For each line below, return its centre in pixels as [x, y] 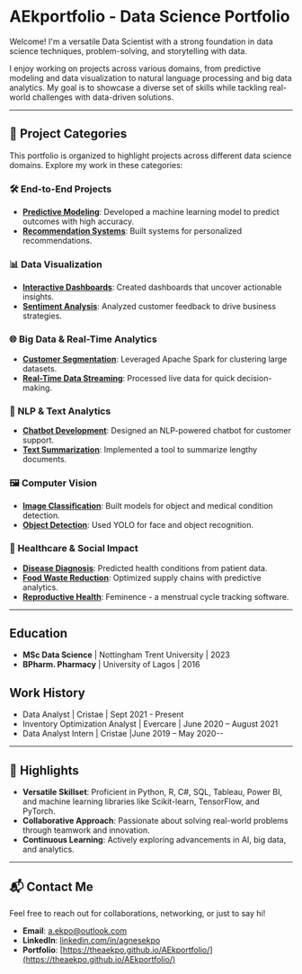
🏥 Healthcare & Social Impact [74, 549]
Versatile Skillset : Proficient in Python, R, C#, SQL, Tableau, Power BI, [152, 791]
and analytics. [48, 849]
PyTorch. [39, 810]
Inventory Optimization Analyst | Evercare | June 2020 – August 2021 [150, 724]
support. [38, 440]
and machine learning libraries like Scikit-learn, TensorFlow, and [141, 801]
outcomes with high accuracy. [78, 221]
